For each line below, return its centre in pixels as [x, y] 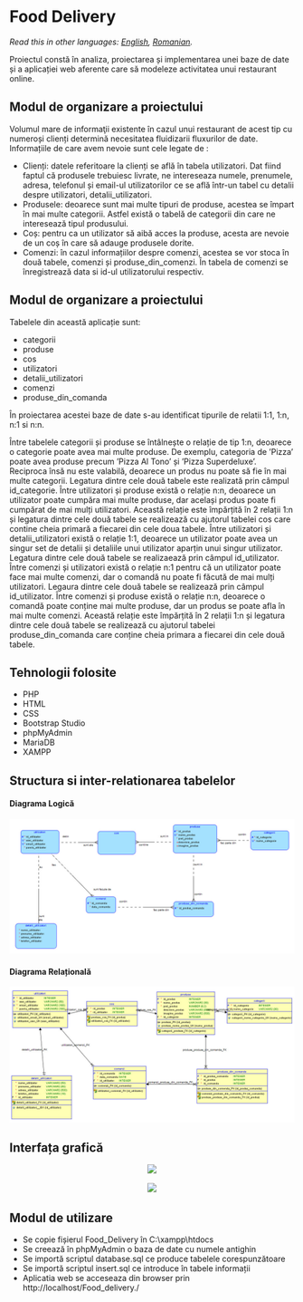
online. [22, 78]
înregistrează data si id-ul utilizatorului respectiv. [113, 271]
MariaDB [39, 743]
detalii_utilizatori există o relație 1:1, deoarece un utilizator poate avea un [143, 538]
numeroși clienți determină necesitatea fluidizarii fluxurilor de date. [134, 139]
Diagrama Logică [42, 804]
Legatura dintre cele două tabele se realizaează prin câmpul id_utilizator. [144, 557]
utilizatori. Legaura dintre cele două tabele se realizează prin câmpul [137, 586]
